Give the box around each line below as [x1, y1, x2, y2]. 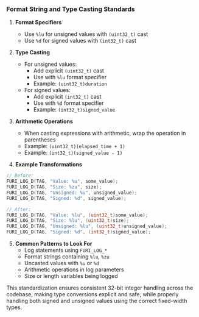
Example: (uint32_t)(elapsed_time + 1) [24, 143, 126, 150]
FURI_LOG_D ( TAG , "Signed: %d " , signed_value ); [6, 195, 127, 201]
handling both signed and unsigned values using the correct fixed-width [6, 297, 187, 305]
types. [6, 304, 23, 311]
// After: [6, 206, 32, 212]
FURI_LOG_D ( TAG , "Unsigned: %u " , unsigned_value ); [6, 190, 138, 196]
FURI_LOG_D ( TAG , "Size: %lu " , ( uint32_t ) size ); [6, 218, 130, 224]
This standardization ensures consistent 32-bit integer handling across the [6, 284, 194, 291]
